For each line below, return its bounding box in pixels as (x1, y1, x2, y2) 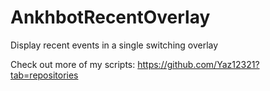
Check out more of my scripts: (10, 58, 136, 70)
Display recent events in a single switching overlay (10, 39, 219, 51)
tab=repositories (10, 69, 79, 81)
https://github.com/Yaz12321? (137, 58, 260, 70)
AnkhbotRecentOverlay (10, 6, 211, 29)
